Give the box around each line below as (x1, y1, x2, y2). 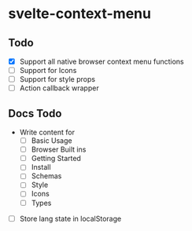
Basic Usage (31, 136, 72, 145)
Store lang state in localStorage (19, 214, 122, 223)
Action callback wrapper (19, 83, 100, 93)
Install (31, 163, 51, 172)
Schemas (31, 171, 62, 181)
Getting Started (31, 154, 81, 163)
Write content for (19, 127, 75, 137)
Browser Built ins (31, 145, 87, 154)
